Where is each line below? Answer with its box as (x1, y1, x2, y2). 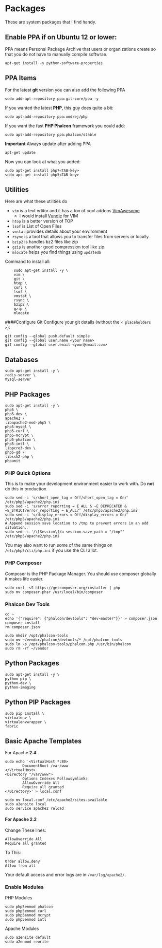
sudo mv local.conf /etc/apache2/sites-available (5, 798, 108, 802)
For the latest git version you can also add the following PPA (5, 87, 125, 93)
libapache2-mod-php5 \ (5, 420, 51, 425)
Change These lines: (5, 827, 46, 833)
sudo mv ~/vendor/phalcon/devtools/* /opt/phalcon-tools (5, 637, 123, 642)
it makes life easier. (5, 576, 44, 582)
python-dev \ (5, 680, 32, 686)
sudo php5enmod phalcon (5, 904, 53, 909)
